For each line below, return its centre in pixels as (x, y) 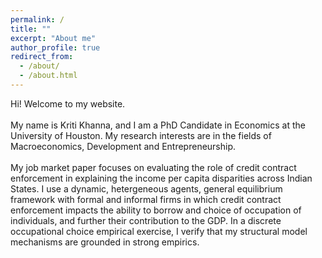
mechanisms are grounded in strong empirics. (105, 242)
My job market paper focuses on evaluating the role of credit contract (153, 167)
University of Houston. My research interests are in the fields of (141, 135)
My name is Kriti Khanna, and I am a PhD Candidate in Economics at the (158, 125)
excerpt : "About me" (53, 38)
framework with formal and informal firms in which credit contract (146, 199)
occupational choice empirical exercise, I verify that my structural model (159, 231)
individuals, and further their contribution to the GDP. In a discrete (146, 220)
